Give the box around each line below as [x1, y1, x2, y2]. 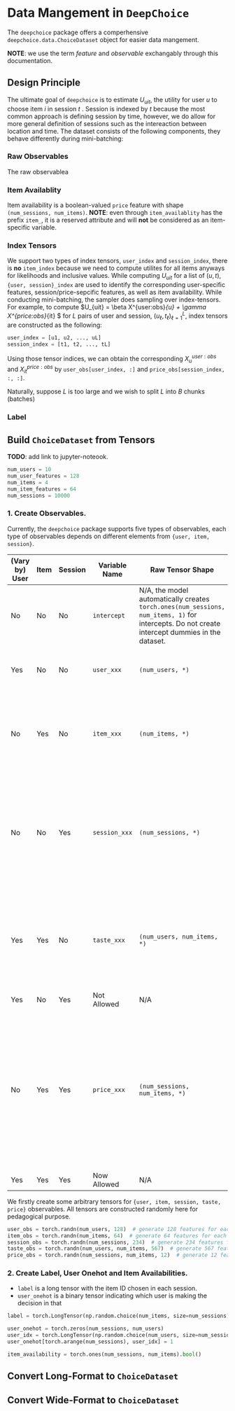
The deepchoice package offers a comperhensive [7, 28, 149, 36]
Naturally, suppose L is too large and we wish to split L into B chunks [7, 387, 205, 396]
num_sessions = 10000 [7, 492, 71, 499]
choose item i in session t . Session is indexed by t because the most [7, 104, 205, 113]
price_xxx [92, 1086, 126, 1093]
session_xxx [92, 828, 133, 836]
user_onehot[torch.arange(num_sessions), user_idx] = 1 [7, 1338, 173, 1345]
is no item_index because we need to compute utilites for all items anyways [7, 264, 225, 272]
